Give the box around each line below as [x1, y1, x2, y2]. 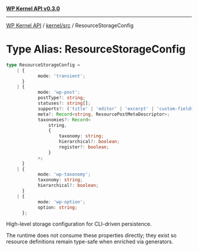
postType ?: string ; [37, 95, 85, 101]
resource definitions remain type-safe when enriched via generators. [6, 238, 174, 245]
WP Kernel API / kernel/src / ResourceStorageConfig [6, 22, 134, 29]
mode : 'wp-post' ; [37, 90, 81, 95]
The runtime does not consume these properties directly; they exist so [6, 232, 177, 239]
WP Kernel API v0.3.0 [6, 5, 60, 12]
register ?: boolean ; [58, 144, 110, 150]
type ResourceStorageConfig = [6, 62, 81, 68]
